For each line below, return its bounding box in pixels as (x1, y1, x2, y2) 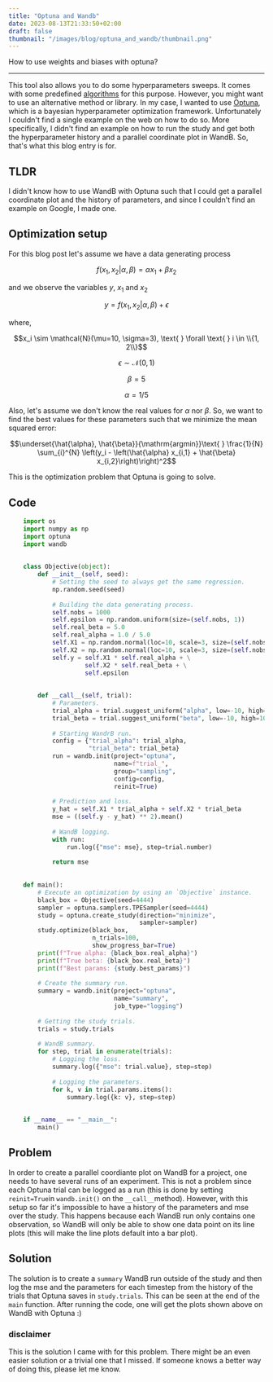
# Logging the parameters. (51, 1077, 144, 1086)
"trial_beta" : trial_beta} (88, 745, 180, 753)
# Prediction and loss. (51, 798, 132, 806)
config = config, (113, 775, 165, 783)
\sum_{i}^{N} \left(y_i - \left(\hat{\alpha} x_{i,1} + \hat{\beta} (37, 447, 236, 457)
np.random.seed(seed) (51, 585, 126, 593)
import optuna (23, 532, 71, 540)
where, (8, 318, 32, 328)
